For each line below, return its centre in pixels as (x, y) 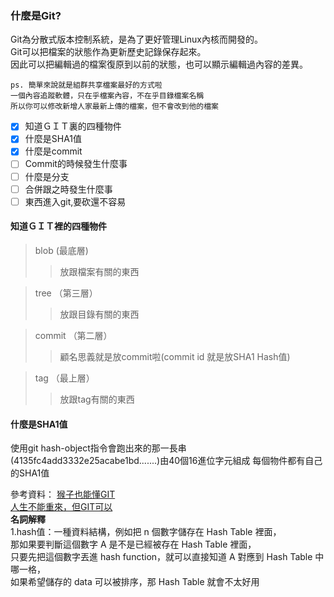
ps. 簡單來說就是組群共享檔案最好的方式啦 (86, 85)
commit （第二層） (73, 335)
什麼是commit (53, 151)
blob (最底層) (61, 250)
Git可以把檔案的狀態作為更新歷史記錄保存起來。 (108, 52)
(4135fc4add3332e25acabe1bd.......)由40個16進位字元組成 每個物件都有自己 (166, 461)
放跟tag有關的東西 (97, 399)
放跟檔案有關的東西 (99, 271)
